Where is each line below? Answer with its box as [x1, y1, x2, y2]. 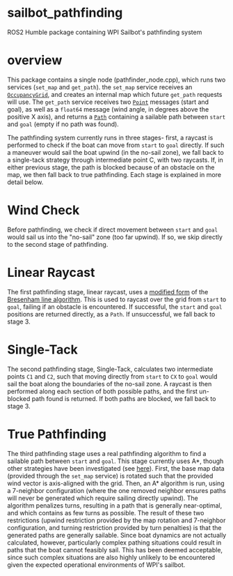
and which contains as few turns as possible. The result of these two [7, 508, 204, 517]
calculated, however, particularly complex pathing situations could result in [7, 538, 222, 547]
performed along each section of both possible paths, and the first [7, 387, 198, 395]
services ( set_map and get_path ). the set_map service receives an [7, 82, 193, 91]
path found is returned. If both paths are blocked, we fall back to [31, 394, 216, 402]
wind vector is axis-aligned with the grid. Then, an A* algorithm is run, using [7, 479, 225, 487]
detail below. [7, 178, 44, 186]
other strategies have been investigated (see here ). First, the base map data [7, 464, 225, 472]
